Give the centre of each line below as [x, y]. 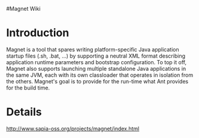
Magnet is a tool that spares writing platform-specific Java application [93, 49]
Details [24, 112]
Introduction [38, 33]
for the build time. [28, 88]
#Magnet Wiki [23, 9]
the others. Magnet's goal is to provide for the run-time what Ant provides [97, 81]
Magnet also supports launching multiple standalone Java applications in [96, 68]
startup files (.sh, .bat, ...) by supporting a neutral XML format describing [96, 56]
